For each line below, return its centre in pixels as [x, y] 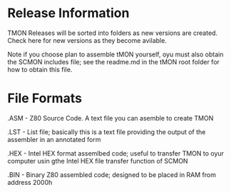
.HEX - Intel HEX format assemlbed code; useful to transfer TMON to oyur [116, 153]
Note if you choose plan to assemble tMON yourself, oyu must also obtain [115, 54]
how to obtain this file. [40, 69]
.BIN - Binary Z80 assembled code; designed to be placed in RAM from [112, 175]
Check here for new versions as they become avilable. [87, 40]
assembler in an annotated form [54, 139]
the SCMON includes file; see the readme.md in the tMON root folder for [113, 61]
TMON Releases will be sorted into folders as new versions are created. [113, 33]
